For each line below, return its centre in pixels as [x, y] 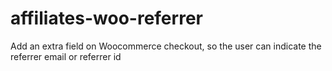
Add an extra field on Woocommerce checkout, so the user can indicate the [166, 46]
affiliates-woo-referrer [106, 18]
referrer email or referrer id [66, 56]
